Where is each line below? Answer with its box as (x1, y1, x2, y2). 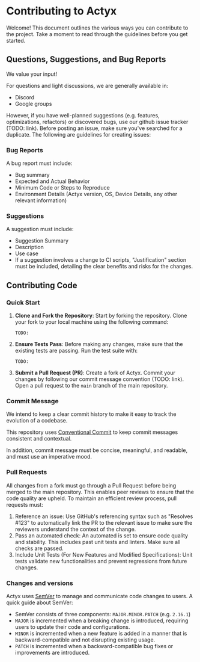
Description (14, 244, 44, 251)
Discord (14, 93, 35, 101)
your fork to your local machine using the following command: (14, 318, 169, 326)
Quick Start (6, 298, 40, 306)
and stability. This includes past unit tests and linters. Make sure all (14, 538, 181, 545)
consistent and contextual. (6, 435, 72, 442)
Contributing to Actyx (6, 4, 117, 18)
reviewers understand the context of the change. (14, 525, 136, 533)
